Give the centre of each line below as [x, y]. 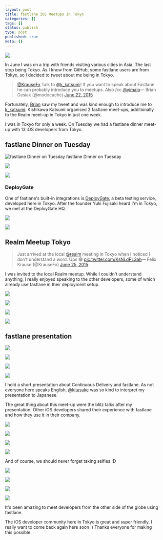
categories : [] [20, 19]
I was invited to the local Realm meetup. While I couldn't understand [73, 274]
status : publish [21, 28]
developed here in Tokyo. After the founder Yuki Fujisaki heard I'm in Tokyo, [81, 203]
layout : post [18, 10]
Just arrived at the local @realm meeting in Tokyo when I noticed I [83, 254]
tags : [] [14, 23]
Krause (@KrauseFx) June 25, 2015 [53, 264]
